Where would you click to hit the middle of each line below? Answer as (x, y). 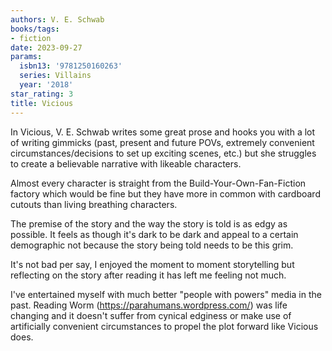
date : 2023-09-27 (46, 47)
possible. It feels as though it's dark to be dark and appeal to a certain (154, 234)
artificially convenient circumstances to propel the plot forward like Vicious (164, 326)
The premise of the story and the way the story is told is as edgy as (149, 223)
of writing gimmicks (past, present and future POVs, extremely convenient (162, 142)
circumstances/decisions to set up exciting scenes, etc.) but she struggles (163, 153)
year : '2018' (46, 85)
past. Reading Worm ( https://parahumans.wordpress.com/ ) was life (149, 305)
